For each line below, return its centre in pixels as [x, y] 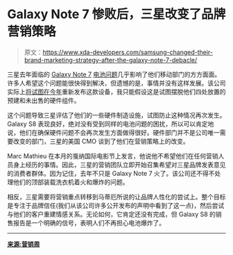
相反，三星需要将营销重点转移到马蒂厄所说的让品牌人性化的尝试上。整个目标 [116, 197]
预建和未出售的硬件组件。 [44, 100]
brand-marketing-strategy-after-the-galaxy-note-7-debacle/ [111, 60]
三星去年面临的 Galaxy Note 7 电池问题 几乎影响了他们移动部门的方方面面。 [114, 74]
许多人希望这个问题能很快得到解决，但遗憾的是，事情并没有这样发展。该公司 [116, 83]
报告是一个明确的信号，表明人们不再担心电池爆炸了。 [89, 222]
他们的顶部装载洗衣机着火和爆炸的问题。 [71, 182]
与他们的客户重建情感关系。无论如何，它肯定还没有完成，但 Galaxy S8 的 [112, 214]
